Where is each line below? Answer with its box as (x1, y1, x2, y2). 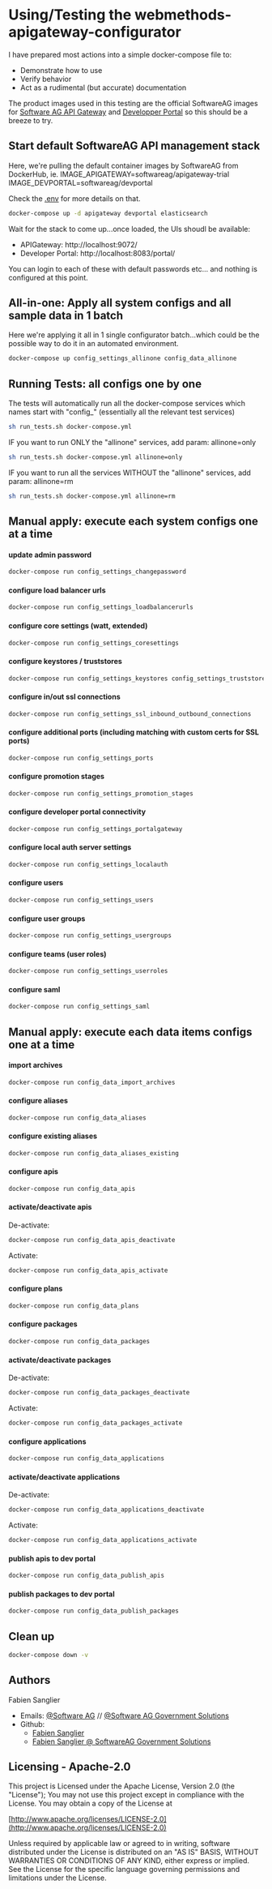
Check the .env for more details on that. (8, 193, 141, 203)
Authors (8, 1673, 51, 1687)
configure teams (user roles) (8, 949, 107, 958)
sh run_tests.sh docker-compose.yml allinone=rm (8, 492, 176, 500)
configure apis (8, 1167, 59, 1176)
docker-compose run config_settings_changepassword (8, 568, 186, 576)
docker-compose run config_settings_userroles (8, 967, 168, 975)
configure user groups (8, 914, 86, 923)
